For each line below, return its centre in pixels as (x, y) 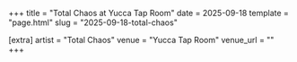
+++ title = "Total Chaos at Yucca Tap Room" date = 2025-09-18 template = (148, 13)
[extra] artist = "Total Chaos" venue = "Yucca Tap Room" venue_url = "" (141, 40)
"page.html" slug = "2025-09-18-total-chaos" (93, 22)
